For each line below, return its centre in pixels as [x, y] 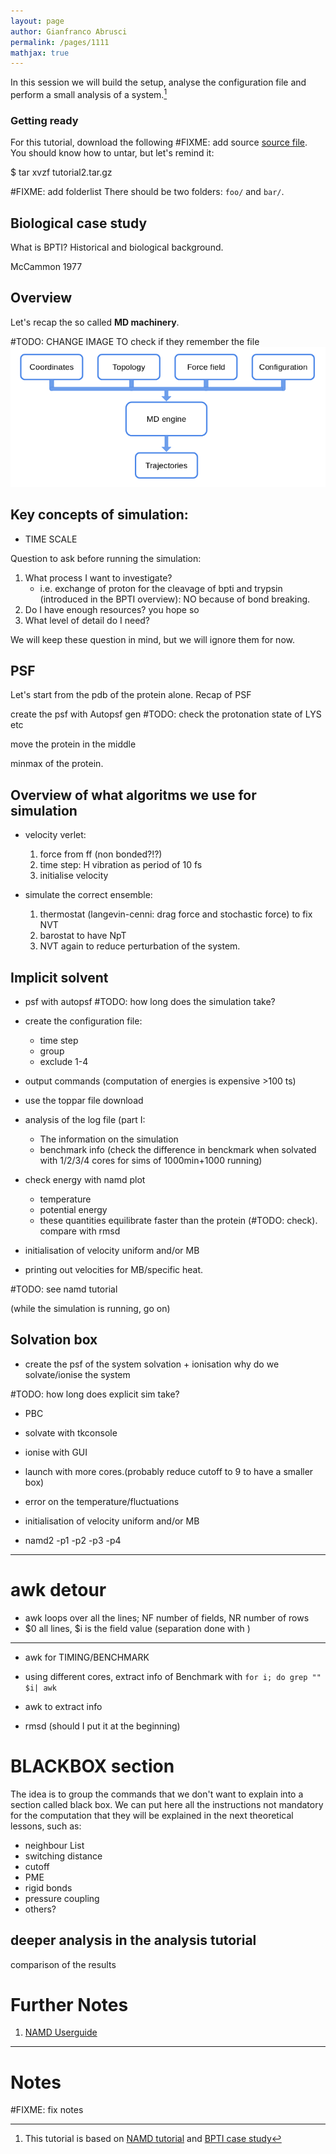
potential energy [73, 1209]
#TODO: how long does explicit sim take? [95, 1394]
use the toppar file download [84, 1100]
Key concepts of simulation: [99, 515]
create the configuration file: [83, 1021]
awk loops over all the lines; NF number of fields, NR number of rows [167, 1617]
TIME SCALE [51, 539]
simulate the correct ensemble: [88, 895]
